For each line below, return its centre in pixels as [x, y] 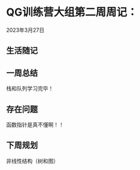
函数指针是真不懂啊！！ [35, 125]
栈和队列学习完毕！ [30, 89]
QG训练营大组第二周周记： [72, 12]
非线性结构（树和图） [32, 161]
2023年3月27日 [25, 30]
